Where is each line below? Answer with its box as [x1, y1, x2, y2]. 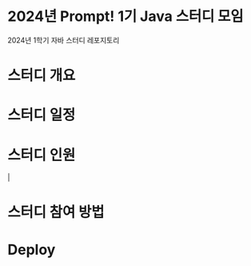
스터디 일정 [7, 106, 76, 124]
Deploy [7, 240, 56, 259]
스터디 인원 [7, 146, 76, 164]
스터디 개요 [7, 66, 76, 85]
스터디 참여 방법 [7, 204, 105, 221]
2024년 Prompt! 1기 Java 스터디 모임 [7, 7, 245, 26]
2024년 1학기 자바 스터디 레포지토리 [7, 35, 120, 45]
